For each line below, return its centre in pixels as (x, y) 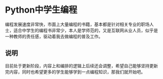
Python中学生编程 (41, 10)
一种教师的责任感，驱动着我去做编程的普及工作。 (54, 36)
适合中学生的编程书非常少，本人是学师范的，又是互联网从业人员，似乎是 (86, 30)
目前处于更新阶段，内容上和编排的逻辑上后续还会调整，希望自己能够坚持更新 (81, 65)
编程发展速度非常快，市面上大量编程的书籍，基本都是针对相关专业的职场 (77, 24)
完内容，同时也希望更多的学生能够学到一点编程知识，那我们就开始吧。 (75, 72)
